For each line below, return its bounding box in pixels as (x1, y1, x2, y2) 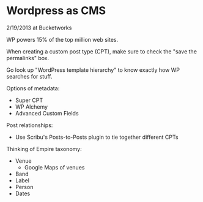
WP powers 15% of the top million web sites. (6, 36, 118, 43)
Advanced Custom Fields (15, 109, 79, 117)
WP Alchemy (15, 103, 48, 111)
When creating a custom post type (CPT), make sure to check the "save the (6, 47, 197, 55)
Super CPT (15, 96, 43, 104)
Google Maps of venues (24, 163, 85, 171)
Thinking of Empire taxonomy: (6, 145, 82, 152)
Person (15, 183, 34, 190)
